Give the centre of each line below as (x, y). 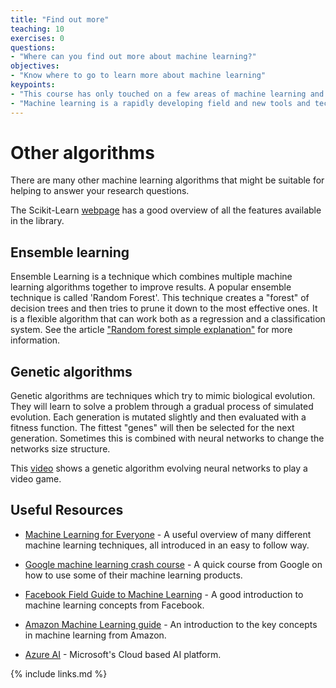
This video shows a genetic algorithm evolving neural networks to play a (159, 468)
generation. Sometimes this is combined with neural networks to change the (167, 438)
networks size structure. (60, 449)
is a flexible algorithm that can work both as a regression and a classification (168, 319)
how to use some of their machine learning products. (133, 575)
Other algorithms (82, 152)
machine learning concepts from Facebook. (114, 605)
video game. (36, 479)
